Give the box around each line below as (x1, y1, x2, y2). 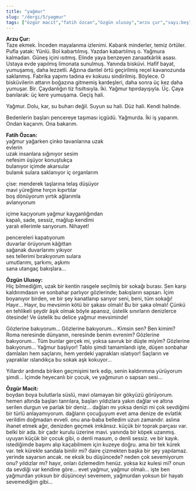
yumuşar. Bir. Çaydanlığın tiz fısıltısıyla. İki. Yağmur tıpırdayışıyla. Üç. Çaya (6, 85, 184, 92)
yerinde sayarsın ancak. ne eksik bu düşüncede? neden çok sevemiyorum (6, 454, 184, 461)
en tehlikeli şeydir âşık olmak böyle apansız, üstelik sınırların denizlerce (6, 308, 177, 315)
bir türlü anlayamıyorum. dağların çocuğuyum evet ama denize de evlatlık (6, 410, 182, 417)
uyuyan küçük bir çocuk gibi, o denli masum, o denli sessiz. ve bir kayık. (6, 435, 180, 442)
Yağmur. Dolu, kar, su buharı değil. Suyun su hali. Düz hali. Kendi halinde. (6, 103, 181, 110)
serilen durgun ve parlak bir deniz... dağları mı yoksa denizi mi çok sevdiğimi (6, 404, 190, 411)
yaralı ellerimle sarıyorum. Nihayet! (6, 223, 89, 230)
